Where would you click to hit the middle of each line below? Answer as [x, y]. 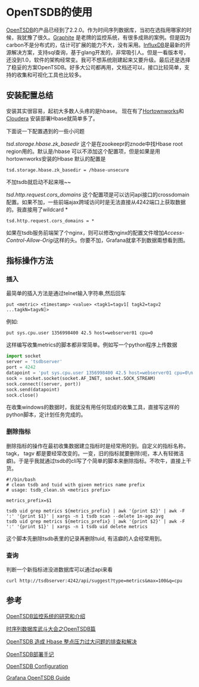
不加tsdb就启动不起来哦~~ [39, 182]
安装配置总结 [30, 95]
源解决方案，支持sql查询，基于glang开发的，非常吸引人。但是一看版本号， [98, 52]
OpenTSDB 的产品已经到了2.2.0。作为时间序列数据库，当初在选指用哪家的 [96, 30]
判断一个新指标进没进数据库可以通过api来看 [60, 570]
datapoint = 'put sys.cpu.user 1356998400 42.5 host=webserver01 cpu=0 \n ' [101, 373]
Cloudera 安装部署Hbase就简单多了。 [52, 118]
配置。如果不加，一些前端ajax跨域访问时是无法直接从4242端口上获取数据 [96, 202]
